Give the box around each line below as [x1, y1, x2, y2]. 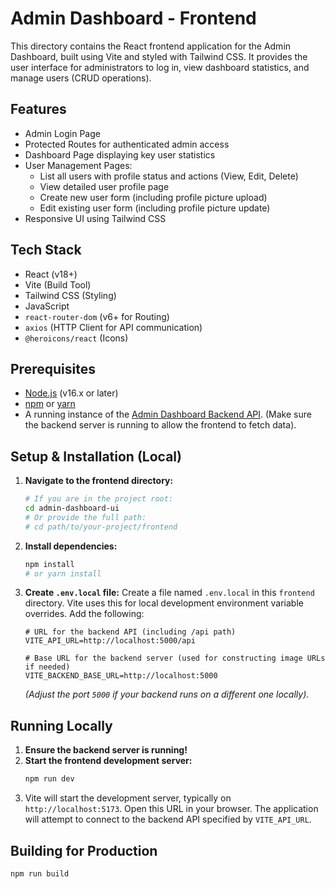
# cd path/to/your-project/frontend [24, 522, 178, 532]
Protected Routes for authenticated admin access [24, 138, 230, 150]
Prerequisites [10, 360, 96, 377]
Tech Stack [10, 242, 82, 259]
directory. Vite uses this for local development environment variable [24, 597, 304, 609]
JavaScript [24, 300, 70, 312]
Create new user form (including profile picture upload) [39, 191, 268, 203]
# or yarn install [24, 568, 102, 579]
